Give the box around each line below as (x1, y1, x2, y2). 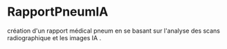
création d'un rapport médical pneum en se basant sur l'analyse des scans (7, 27, 220, 35)
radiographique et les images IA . (7, 33, 102, 42)
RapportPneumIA (7, 4, 109, 20)
